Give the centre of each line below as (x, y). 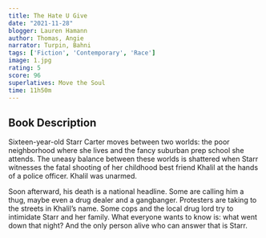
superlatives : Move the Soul (57, 83)
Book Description (52, 122)
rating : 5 (25, 68)
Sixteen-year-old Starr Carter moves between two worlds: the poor (119, 142)
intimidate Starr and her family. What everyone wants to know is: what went (133, 217)
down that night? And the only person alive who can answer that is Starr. (128, 226)
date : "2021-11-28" (41, 23)
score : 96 (25, 75)
